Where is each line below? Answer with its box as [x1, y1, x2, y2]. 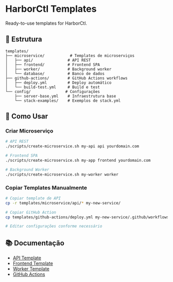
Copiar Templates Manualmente [5, 184, 88, 191]
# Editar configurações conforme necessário [5, 224, 102, 229]
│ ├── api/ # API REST [5, 58, 91, 63]
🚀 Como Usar [5, 112, 48, 121]
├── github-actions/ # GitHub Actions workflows [5, 76, 128, 81]
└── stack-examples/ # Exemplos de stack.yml [14, 98, 121, 103]
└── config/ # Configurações [5, 89, 100, 94]
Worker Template [12, 266, 50, 272]
